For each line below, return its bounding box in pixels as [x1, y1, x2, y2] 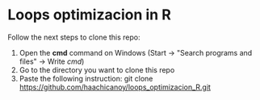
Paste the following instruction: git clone [19, 73, 153, 83]
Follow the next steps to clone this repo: [7, 32, 140, 42]
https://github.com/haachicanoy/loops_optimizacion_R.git [19, 82, 212, 92]
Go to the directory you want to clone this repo [19, 65, 175, 74]
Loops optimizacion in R [7, 6, 171, 24]
